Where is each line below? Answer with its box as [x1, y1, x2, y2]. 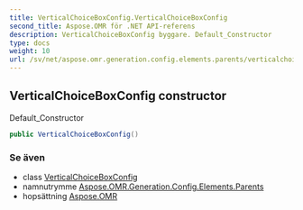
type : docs [9, 38, 50, 48]
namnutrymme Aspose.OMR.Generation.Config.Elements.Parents [22, 181, 264, 192]
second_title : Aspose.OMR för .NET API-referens [9, 22, 196, 31]
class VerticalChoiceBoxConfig [22, 171, 138, 182]
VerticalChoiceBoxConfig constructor [9, 88, 227, 104]
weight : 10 [9, 47, 50, 56]
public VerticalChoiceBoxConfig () [9, 130, 140, 139]
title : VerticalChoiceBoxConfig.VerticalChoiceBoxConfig [9, 13, 228, 23]
